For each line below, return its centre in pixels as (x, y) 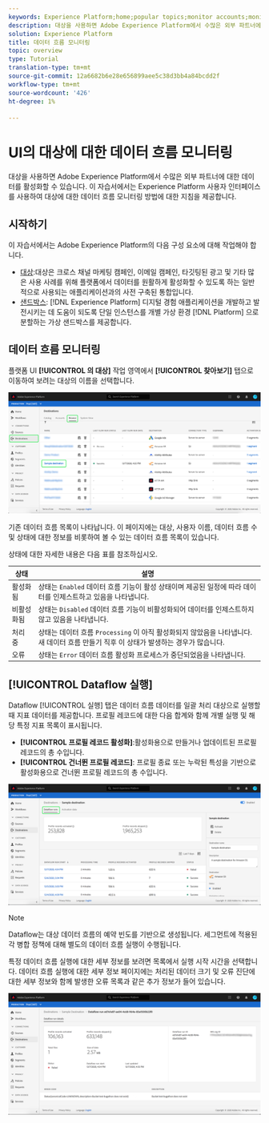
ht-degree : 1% (32, 101)
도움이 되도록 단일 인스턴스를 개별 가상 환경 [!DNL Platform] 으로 (158, 312)
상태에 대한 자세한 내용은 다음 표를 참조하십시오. (83, 554)
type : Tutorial (34, 59)
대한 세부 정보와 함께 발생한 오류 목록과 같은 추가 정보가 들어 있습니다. (117, 981)
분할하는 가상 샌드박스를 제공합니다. (76, 322)
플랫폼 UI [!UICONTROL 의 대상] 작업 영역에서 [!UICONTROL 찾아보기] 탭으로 (131, 370)
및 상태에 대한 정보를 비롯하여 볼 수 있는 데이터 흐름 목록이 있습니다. (114, 537)
